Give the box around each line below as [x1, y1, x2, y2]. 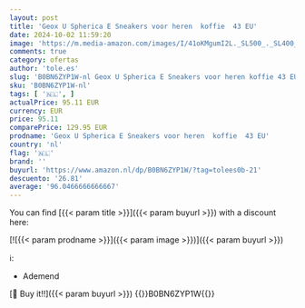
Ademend [22, 271, 60, 282]
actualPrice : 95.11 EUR [9, 97, 100, 107]
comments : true [9, 47, 67, 56]
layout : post [9, 13, 59, 23]
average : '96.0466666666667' [9, 183, 120, 192]
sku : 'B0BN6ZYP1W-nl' [9, 81, 92, 90]
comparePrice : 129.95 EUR [9, 124, 107, 133]
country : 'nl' [9, 140, 64, 149]
